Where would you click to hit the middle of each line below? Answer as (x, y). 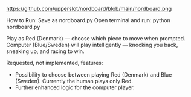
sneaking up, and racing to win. (45, 51)
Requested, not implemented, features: (55, 63)
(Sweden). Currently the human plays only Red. (74, 81)
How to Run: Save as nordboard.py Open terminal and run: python (88, 20)
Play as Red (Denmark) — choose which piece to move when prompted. (96, 38)
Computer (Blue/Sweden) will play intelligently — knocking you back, (92, 45)
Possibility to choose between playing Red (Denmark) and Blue (93, 74)
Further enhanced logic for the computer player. (75, 87)
